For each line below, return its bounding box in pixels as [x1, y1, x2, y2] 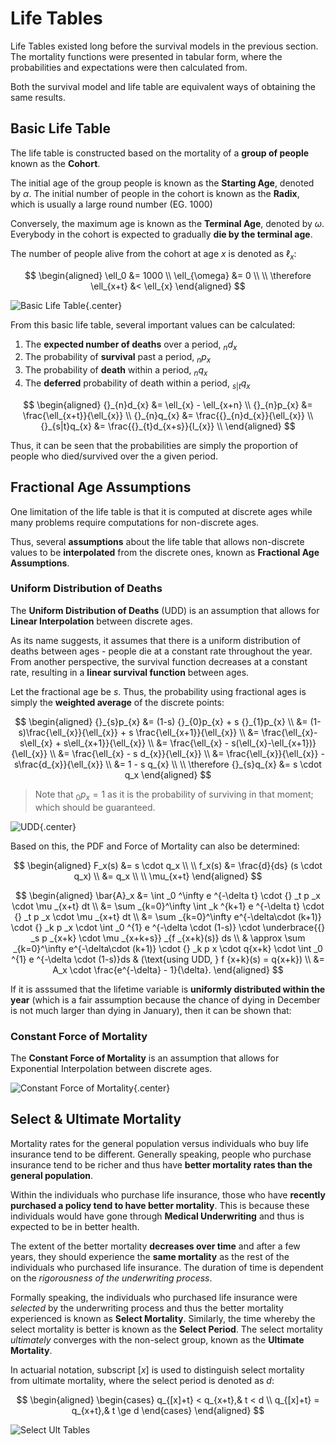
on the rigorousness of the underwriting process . [10, 1272, 213, 1284]
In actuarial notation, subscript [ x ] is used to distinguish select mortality [10, 1363, 305, 1376]
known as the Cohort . [10, 157, 101, 169]
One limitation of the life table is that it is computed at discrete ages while [10, 505, 313, 517]
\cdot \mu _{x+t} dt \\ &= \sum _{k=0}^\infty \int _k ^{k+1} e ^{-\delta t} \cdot [11, 900, 325, 912]
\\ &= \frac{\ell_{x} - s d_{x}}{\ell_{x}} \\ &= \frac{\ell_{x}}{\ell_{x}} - [49, 747, 325, 759]
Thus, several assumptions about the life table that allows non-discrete [10, 535, 305, 547]
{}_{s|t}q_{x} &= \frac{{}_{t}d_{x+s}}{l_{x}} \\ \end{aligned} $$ [40, 420, 296, 432]
